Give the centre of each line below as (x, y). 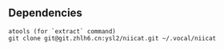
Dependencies (45, 13)
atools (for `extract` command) (62, 31)
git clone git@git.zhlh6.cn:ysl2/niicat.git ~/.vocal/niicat (112, 38)
